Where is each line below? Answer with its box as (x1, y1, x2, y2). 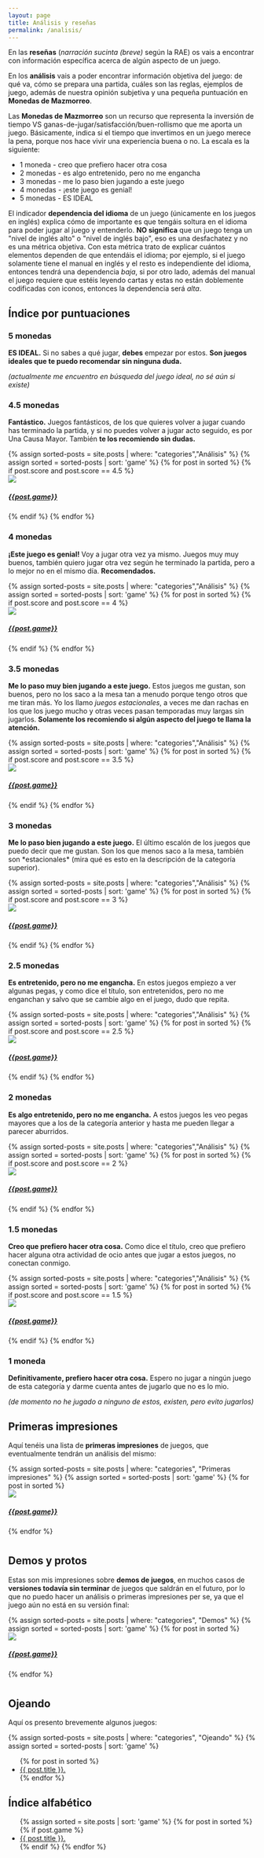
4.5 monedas (8, 399, 60, 410)
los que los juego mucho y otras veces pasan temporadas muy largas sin (8, 706, 244, 715)
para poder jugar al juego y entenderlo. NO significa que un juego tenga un (8, 226, 253, 235)
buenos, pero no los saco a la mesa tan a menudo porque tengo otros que (8, 689, 247, 699)
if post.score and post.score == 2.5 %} (8, 1026, 134, 1036)
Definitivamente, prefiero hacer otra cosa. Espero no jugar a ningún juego (8, 1373, 251, 1383)
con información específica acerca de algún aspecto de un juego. (8, 56, 221, 65)
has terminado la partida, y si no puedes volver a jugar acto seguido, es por (8, 426, 253, 435)
